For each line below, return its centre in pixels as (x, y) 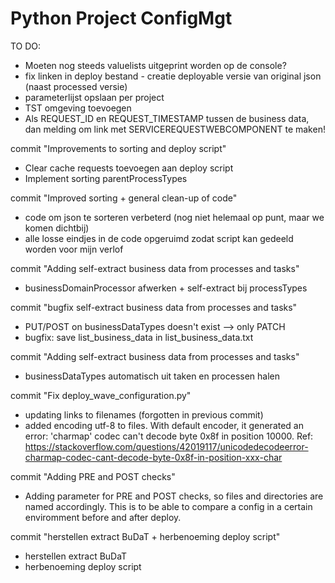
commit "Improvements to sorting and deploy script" (118, 148)
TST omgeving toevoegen (78, 108)
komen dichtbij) (57, 228)
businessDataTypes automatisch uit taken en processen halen (152, 376)
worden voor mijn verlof (74, 249)
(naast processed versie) (76, 86)
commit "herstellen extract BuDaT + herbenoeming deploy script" (145, 536)
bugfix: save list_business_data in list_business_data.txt (139, 337)
